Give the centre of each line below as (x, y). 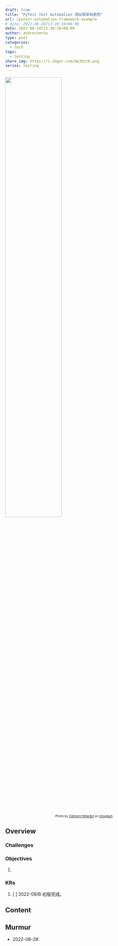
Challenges (19, 845)
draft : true (17, 10)
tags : (11, 52)
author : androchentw (27, 33)
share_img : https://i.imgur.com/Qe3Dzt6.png (52, 61)
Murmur (18, 927)
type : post (16, 38)
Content (18, 910)
